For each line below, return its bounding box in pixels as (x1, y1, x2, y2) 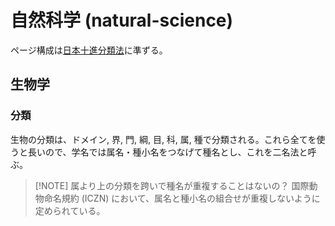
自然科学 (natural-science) (10, 9, 234, 32)
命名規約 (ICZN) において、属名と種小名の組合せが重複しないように (43, 192, 321, 204)
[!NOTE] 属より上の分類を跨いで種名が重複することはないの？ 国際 (34, 179, 310, 191)
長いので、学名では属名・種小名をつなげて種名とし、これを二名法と (27, 146, 308, 158)
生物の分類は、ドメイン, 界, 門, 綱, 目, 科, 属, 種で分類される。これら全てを (10, 133, 317, 145)
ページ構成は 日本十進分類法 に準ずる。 (10, 44, 168, 56)
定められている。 (34, 204, 106, 216)
